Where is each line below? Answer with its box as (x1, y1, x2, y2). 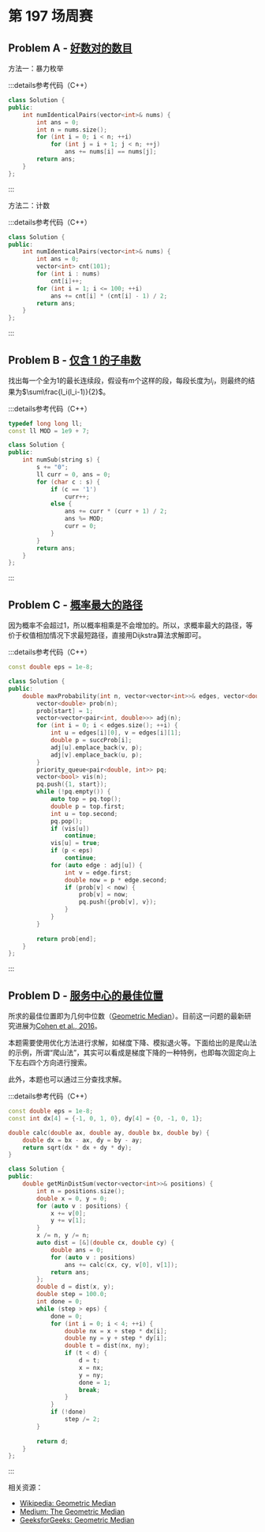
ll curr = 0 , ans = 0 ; (36, 470, 111, 479)
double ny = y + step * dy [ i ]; (64, 1334, 168, 1342)
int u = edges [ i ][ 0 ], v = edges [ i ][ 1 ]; (50, 729, 181, 737)
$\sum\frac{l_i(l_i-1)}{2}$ (22, 387, 103, 396)
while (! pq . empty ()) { (36, 788, 111, 796)
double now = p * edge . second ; (64, 876, 168, 884)
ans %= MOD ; (64, 515, 104, 523)
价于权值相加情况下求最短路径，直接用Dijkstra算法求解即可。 (8, 631, 206, 640)
